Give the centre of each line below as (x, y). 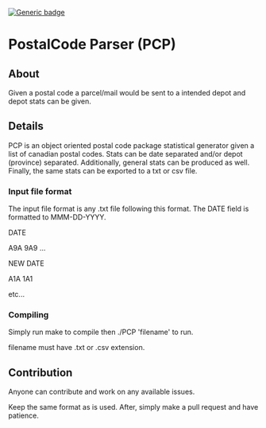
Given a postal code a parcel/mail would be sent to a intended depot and (127, 93)
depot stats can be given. (50, 101)
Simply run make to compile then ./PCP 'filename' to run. (101, 332)
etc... (17, 294)
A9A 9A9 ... (27, 248)
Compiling (29, 315)
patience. (24, 416)
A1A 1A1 (21, 279)
